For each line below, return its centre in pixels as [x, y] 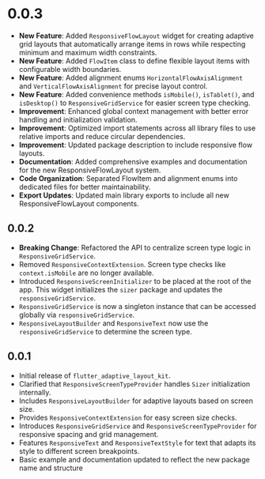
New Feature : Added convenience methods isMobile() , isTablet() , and [136, 94]
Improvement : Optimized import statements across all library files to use [137, 128]
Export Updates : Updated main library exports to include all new [124, 195]
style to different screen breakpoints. [79, 451]
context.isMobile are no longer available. [87, 273]
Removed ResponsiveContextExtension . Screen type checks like [122, 264]
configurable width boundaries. [70, 69]
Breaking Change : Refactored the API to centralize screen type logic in [134, 247]
